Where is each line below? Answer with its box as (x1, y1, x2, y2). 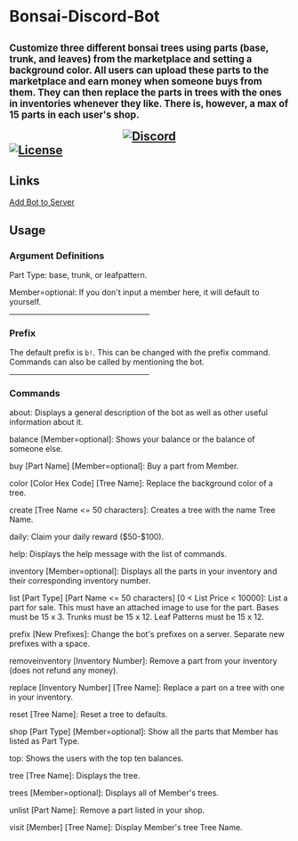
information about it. (9, 417, 84, 428)
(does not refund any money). (9, 665, 118, 676)
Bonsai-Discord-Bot (9, 6, 160, 27)
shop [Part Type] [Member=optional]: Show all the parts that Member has (9, 726, 278, 737)
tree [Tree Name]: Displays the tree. (9, 771, 141, 781)
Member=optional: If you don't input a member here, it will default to (9, 287, 260, 298)
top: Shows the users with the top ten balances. (9, 753, 184, 763)
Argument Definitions (9, 249, 105, 262)
